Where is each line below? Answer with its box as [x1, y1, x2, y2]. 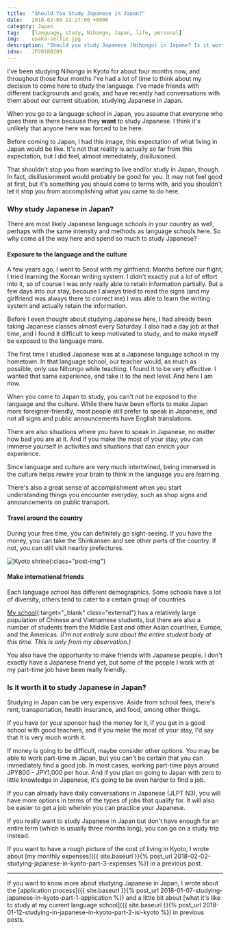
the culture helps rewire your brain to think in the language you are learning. [7, 470, 221, 479]
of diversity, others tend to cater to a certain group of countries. [7, 595, 187, 604]
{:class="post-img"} [49, 557, 106, 565]
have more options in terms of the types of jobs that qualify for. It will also [7, 796, 215, 804]
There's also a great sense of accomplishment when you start [7, 484, 181, 492]
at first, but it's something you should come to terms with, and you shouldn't [7, 180, 222, 188]
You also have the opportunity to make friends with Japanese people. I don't [7, 651, 222, 659]
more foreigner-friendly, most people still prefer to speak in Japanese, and [7, 407, 218, 416]
